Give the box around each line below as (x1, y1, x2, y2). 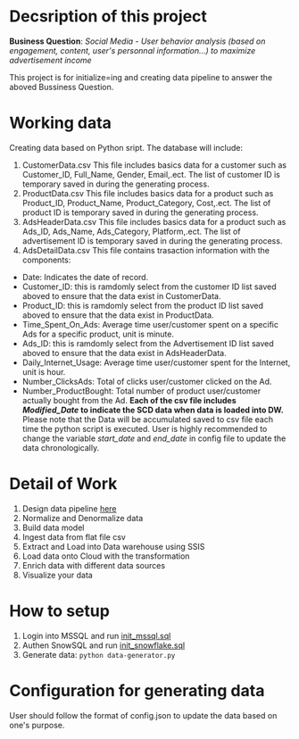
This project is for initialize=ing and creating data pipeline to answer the (9, 71, 273, 82)
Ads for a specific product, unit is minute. (21, 328, 174, 339)
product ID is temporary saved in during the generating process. (21, 207, 259, 218)
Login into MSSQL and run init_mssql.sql (21, 630, 171, 641)
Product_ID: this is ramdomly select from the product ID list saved (21, 300, 264, 311)
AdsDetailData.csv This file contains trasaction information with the (21, 245, 270, 255)
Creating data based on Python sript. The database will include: (9, 142, 244, 153)
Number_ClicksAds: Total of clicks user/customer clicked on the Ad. (21, 376, 272, 386)
